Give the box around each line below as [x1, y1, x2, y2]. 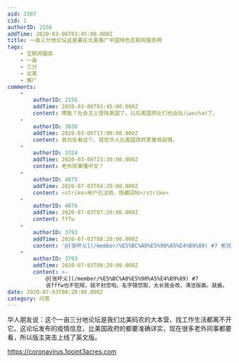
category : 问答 [7, 295, 51, 302]
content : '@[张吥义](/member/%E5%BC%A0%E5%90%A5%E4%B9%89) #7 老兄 [33, 242, 232, 249]
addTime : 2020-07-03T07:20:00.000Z [33, 209, 139, 216]
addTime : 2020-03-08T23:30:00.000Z [33, 156, 139, 164]
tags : [7, 43, 23, 51]
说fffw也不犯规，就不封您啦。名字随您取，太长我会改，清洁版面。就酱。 [45, 282, 228, 289]
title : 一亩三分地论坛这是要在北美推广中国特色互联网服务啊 [7, 37, 162, 44]
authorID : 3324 [33, 149, 78, 157]
